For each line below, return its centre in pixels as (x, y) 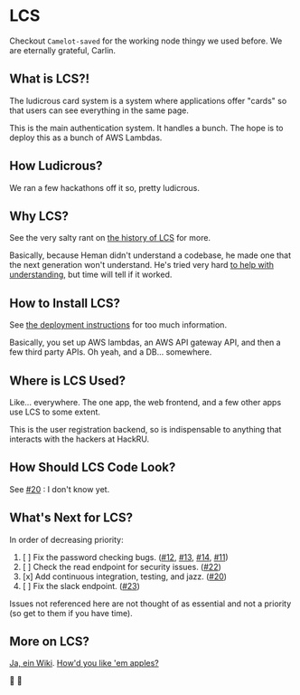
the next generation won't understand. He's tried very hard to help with (141, 265)
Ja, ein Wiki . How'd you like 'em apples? (84, 663)
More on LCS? (50, 642)
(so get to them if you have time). (71, 613)
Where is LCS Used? (68, 381)
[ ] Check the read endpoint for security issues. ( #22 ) (122, 566)
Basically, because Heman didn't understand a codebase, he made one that (150, 255)
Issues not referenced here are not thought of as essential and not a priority (150, 604)
